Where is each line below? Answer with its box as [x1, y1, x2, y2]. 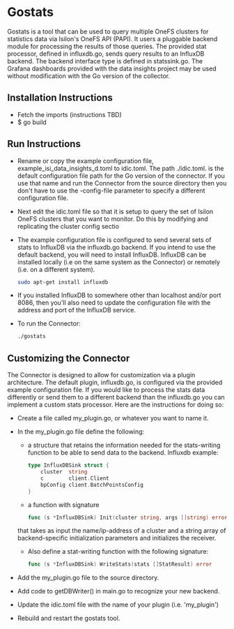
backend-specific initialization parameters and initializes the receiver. [17, 534, 217, 543]
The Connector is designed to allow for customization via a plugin [7, 371, 196, 379]
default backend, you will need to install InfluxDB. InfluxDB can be [17, 250, 207, 259]
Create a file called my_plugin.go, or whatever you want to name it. [17, 414, 209, 423]
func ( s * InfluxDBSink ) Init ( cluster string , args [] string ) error [27, 514, 228, 521]
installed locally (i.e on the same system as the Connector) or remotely [17, 257, 221, 266]
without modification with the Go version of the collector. [7, 71, 171, 80]
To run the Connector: [17, 319, 81, 328]
